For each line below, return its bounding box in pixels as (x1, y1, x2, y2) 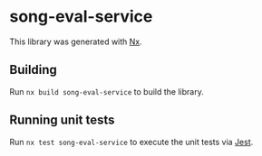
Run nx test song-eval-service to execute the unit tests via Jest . (9, 136, 254, 147)
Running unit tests (9, 113, 115, 128)
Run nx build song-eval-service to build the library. (9, 86, 204, 96)
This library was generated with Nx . (9, 36, 142, 47)
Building (9, 62, 57, 78)
